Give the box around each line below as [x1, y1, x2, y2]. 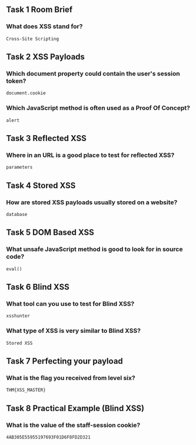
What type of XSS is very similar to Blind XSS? [6, 327, 141, 335]
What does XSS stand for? [6, 22, 83, 31]
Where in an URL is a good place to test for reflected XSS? [6, 150, 175, 159]
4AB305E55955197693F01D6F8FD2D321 [6, 434, 91, 440]
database [6, 212, 28, 218]
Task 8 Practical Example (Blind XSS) [6, 403, 145, 413]
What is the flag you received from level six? [6, 374, 135, 382]
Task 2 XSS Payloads [6, 52, 85, 62]
